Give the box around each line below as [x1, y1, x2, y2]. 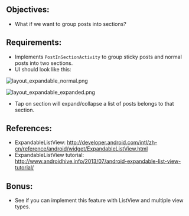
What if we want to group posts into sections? [14, 20, 127, 27]
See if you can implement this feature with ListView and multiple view [14, 197, 184, 204]
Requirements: [6, 38, 62, 48]
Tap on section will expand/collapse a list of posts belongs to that [14, 100, 174, 107]
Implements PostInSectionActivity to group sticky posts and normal [14, 53, 182, 60]
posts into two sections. [14, 59, 73, 67]
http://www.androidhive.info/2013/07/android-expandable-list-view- [14, 158, 181, 165]
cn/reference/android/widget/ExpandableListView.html [14, 145, 148, 152]
